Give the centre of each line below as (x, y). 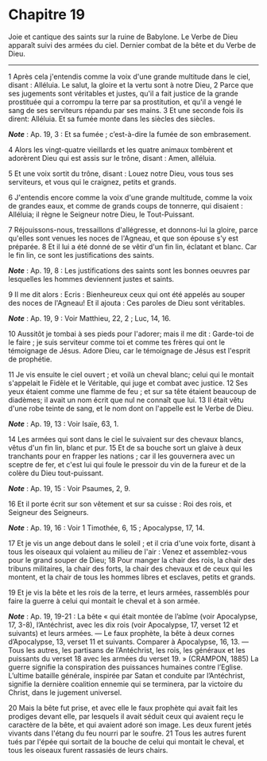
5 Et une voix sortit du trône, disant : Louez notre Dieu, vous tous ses (121, 174)
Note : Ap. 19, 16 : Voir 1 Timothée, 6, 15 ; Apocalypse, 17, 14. (106, 528)
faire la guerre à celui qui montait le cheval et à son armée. (104, 601)
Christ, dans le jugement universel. (65, 692)
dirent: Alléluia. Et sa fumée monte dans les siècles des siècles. (112, 119)
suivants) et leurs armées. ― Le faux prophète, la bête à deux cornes (122, 633)
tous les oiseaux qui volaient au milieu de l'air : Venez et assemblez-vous (128, 552)
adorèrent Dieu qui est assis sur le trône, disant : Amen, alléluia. (112, 158)
